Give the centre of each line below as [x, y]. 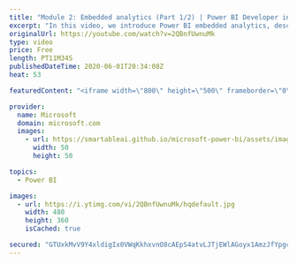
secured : [25, 244]
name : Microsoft [47, 115]
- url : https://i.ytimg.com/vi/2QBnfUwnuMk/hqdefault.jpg [126, 204]
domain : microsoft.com [59, 123]
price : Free [31, 50]
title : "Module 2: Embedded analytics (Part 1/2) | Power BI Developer [144, 17]
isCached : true [53, 229]
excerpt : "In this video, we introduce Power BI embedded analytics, [140, 26]
